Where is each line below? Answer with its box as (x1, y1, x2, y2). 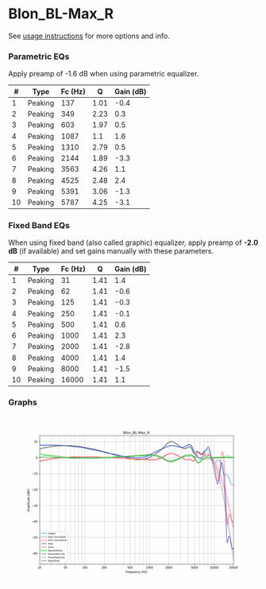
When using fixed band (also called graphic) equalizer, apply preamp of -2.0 (8, 238, 259, 247)
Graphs (8, 397, 37, 408)
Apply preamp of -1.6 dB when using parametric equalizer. (8, 69, 199, 79)
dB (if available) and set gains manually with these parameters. (8, 246, 214, 256)
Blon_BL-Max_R (8, 5, 114, 23)
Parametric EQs (8, 51, 70, 62)
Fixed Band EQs (8, 219, 70, 231)
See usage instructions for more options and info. (8, 31, 171, 41)
